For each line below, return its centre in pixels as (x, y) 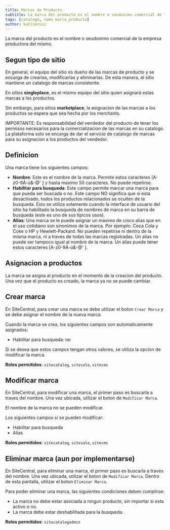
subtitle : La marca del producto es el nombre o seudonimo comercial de (83, 15)
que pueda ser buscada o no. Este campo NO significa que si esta (81, 193)
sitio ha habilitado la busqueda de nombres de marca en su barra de (84, 209)
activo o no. (25, 507)
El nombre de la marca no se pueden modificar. (55, 408)
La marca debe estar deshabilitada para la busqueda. (68, 512)
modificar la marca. (25, 355)
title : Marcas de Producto (34, 10)
